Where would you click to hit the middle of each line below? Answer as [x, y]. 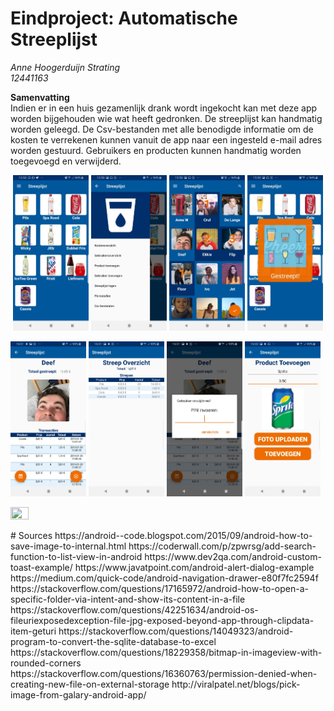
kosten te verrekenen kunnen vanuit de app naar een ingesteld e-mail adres [166, 139]
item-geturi [33, 631]
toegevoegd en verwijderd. [66, 161]
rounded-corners [46, 663]
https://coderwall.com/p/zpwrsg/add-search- [222, 546]
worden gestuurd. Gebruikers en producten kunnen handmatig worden [156, 150]
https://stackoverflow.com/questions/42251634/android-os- [134, 610]
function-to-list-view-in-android [76, 557]
